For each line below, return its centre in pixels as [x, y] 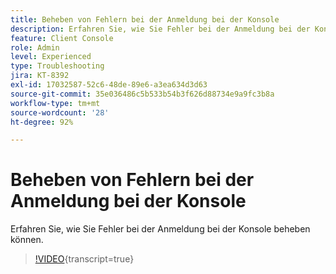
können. [27, 240]
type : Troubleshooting [57, 66]
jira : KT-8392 [40, 76]
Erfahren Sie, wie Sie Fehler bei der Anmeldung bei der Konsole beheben [160, 229]
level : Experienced [51, 57]
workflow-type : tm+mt [55, 103]
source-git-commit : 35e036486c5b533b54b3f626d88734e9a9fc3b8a [142, 94]
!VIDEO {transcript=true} [84, 259]
